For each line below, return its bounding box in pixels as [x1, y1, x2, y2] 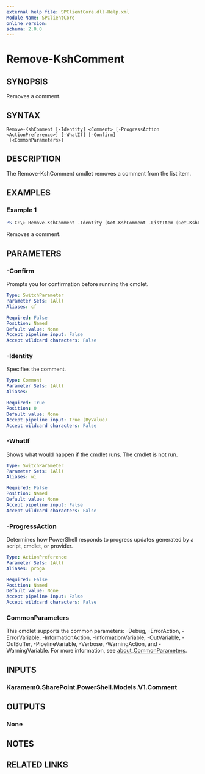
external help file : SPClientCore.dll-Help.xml [6, 9, 130, 15]
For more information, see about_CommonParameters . [51, 647, 187, 654]
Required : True [6, 400, 45, 406]
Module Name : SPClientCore [6, 15, 75, 21]
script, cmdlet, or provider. [6, 542, 73, 550]
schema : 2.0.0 [6, 26, 43, 32]
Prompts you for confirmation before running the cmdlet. [6, 281, 149, 288]
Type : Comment [6, 378, 43, 384]
